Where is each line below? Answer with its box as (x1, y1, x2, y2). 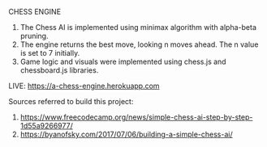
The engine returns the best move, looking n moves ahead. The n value (19, 40, 259, 49)
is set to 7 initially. (19, 48, 80, 57)
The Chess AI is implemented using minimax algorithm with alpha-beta (19, 23, 257, 31)
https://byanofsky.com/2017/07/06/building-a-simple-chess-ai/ (19, 129, 233, 139)
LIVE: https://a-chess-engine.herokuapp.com (8, 81, 160, 90)
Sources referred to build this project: (8, 97, 134, 106)
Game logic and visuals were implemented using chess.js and (19, 57, 226, 66)
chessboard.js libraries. (19, 65, 99, 75)
